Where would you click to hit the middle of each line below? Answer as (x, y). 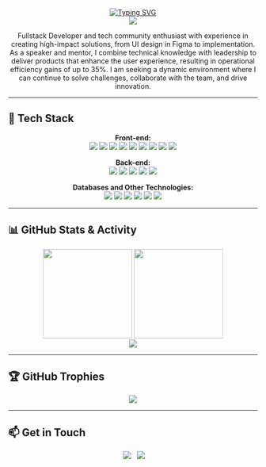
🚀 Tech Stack (41, 119)
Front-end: (133, 137)
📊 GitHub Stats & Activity (72, 230)
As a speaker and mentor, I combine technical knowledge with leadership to (133, 52)
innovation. (133, 86)
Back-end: (133, 163)
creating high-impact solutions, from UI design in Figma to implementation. (133, 44)
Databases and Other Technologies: (133, 187)
